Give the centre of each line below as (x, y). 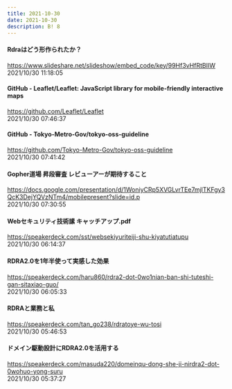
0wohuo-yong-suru (35, 371)
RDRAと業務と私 (31, 308)
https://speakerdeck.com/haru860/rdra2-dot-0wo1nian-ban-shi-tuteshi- (110, 277)
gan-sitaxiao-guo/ (33, 284)
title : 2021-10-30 (34, 13)
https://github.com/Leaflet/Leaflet (55, 111)
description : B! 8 (34, 26)
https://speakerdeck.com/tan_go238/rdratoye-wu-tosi (84, 324)
